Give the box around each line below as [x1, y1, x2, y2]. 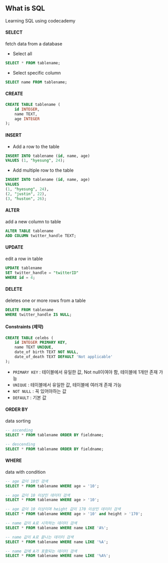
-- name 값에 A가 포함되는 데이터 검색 [5, 549, 78, 554]
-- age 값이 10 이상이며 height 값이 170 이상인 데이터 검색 [5, 507, 121, 512]
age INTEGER [14, 116, 40, 122]
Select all [12, 51, 32, 57]
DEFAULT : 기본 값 [12, 394, 47, 401]
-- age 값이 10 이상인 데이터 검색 [5, 492, 70, 498]
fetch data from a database [5, 41, 63, 47]
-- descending [5, 441, 36, 447]
